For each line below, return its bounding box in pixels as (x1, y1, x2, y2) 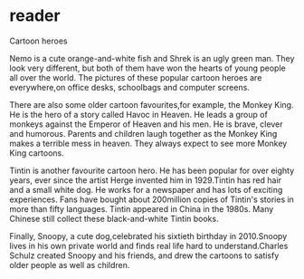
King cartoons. (9, 147, 65, 159)
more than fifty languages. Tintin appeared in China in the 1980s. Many (9, 203, 274, 214)
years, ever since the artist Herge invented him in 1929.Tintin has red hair (9, 174, 282, 186)
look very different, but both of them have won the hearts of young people (9, 63, 287, 73)
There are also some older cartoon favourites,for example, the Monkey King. (9, 99, 294, 110)
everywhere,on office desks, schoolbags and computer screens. (9, 82, 251, 92)
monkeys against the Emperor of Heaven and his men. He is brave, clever (9, 119, 283, 130)
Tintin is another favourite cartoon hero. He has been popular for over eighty (9, 165, 295, 176)
